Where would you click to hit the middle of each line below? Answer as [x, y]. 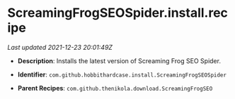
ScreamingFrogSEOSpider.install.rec [118, 13]
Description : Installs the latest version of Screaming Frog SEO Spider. [119, 60]
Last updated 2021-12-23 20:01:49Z [60, 47]
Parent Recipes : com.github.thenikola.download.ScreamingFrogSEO [115, 88]
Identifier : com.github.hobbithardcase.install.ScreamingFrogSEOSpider [122, 74]
